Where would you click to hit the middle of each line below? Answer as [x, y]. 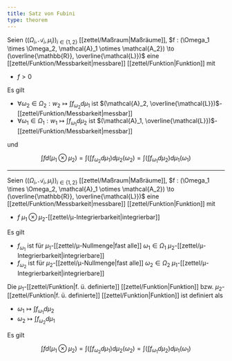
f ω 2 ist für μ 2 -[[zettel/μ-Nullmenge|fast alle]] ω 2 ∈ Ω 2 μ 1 [97, 264]
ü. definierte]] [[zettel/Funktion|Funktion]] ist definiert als [142, 295]
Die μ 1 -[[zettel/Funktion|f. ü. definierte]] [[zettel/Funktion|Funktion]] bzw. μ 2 [115, 287]
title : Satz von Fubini [41, 13]
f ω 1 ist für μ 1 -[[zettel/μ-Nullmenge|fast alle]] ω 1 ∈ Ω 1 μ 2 [96, 247]
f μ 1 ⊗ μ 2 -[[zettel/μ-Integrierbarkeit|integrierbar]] [88, 218]
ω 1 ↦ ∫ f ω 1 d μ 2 [36, 310]
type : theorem [28, 20]
